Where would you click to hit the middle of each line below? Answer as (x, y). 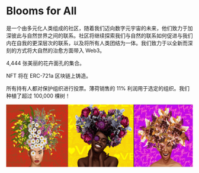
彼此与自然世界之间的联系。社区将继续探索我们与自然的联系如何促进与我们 (102, 35)
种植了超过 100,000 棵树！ (38, 96)
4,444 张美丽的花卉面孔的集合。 (45, 63)
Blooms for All (41, 11)
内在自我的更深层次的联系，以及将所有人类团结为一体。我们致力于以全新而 (97, 43)
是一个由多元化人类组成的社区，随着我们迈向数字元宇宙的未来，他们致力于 (97, 28)
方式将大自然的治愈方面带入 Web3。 (61, 50)
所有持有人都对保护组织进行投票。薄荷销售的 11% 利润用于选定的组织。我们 (98, 88)
